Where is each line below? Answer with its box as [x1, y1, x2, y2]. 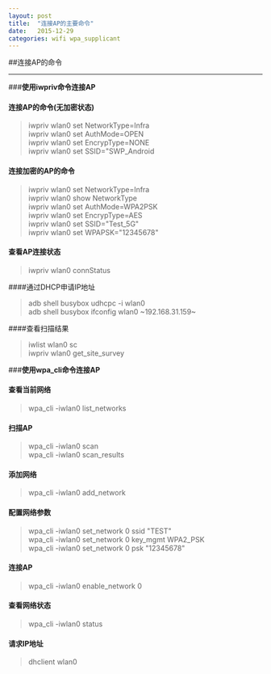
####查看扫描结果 [8, 323, 69, 333]
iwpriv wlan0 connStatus [27, 265, 111, 275]
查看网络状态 [8, 600, 51, 610]
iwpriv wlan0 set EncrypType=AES [27, 210, 143, 220]
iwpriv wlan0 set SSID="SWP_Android [27, 146, 155, 156]
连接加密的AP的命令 [8, 166, 75, 176]
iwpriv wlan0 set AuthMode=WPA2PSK [27, 201, 158, 211]
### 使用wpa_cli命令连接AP [8, 364, 101, 374]
